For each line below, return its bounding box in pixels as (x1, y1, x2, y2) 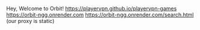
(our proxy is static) (6, 18, 55, 24)
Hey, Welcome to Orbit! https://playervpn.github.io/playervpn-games (6, 5, 177, 12)
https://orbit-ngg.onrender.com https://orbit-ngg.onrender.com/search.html (6, 11, 194, 18)
